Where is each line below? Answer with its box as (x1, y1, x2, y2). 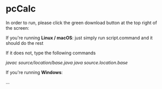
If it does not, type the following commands (6, 50, 96, 56)
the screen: (6, 25, 30, 31)
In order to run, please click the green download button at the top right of (6, 20, 157, 26)
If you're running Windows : (6, 69, 63, 75)
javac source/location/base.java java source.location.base (6, 59, 128, 65)
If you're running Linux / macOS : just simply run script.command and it (6, 35, 153, 41)
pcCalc (6, 3, 36, 15)
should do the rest (6, 40, 44, 46)
